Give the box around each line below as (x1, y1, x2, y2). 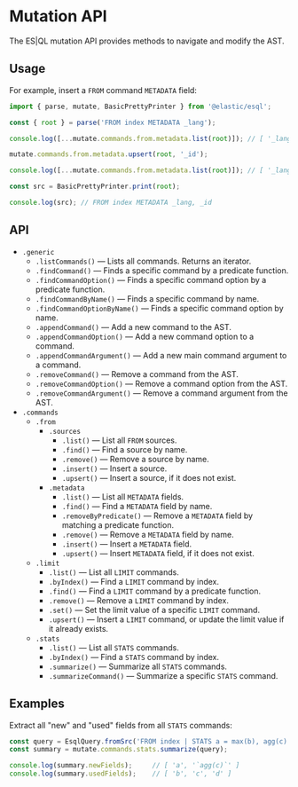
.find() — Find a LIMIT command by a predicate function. (48, 586, 262, 596)
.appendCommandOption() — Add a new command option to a (35, 331, 255, 342)
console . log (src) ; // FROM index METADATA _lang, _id (9, 198, 213, 207)
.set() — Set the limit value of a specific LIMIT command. (48, 604, 260, 615)
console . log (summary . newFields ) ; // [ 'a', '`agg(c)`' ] (9, 761, 240, 770)
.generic (21, 248, 55, 256)
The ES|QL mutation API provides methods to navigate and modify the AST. (9, 35, 285, 46)
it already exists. (48, 623, 109, 634)
